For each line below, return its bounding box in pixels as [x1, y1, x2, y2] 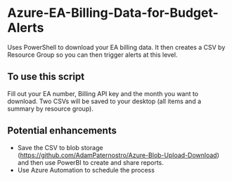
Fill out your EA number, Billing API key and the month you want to [7, 89, 199, 98]
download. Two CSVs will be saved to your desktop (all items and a [7, 97, 202, 105]
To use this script [7, 71, 85, 83]
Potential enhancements [7, 125, 117, 137]
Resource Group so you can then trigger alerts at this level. [7, 51, 178, 59]
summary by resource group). [7, 104, 94, 113]
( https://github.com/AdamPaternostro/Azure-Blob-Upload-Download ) [17, 151, 220, 159]
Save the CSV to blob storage [17, 143, 103, 152]
